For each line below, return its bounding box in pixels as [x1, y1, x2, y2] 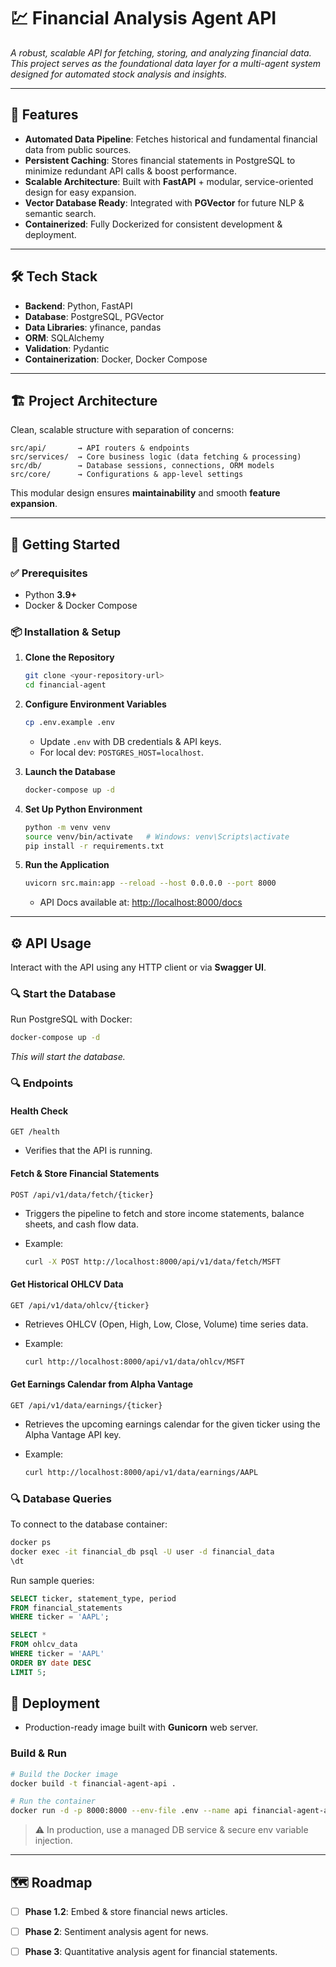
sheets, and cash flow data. [24, 1218, 139, 1230]
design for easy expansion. [24, 186, 137, 198]
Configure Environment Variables [24, 698, 167, 710]
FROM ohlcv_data [10, 1640, 78, 1650]
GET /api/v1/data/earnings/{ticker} [10, 1400, 163, 1410]
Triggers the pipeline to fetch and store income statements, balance [24, 1207, 305, 1219]
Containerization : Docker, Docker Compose [24, 353, 208, 365]
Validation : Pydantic [24, 342, 110, 354]
